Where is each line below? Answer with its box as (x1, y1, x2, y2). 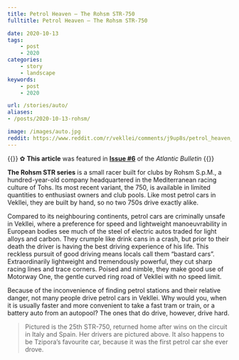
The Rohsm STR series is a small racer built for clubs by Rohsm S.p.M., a (7, 168, 222, 176)
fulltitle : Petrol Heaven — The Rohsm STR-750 (7, 17, 148, 24)
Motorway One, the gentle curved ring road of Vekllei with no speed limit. (7, 272, 222, 280)
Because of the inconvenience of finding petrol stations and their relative (7, 285, 221, 295)
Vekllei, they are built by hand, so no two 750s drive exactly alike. (7, 198, 199, 207)
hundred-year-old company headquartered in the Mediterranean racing (7, 175, 217, 184)
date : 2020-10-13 (7, 30, 59, 37)
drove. (24, 345, 44, 354)
